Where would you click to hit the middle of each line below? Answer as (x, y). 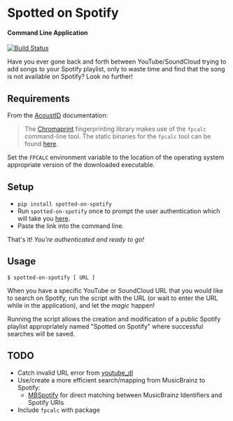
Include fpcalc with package (58, 410)
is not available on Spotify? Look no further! (70, 77)
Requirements (38, 98)
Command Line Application (48, 32)
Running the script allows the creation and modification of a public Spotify (114, 319)
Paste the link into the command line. (71, 226)
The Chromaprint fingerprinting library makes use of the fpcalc (115, 129)
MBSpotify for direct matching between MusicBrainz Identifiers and (125, 395)
